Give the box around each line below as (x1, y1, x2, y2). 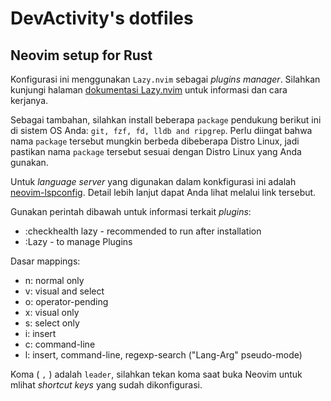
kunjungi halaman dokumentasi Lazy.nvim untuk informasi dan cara (10, 84, 288, 96)
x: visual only (24, 307, 80, 318)
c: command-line (24, 338, 96, 350)
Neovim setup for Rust (10, 47, 153, 64)
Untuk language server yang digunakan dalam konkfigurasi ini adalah (10, 176, 297, 187)
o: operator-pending (24, 296, 109, 307)
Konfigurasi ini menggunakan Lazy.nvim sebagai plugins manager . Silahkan (10, 73, 321, 85)
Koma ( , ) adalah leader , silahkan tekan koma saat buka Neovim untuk (10, 368, 303, 380)
